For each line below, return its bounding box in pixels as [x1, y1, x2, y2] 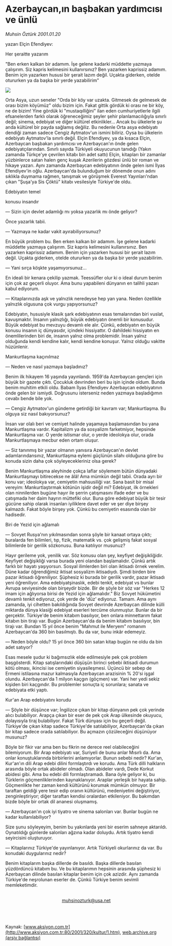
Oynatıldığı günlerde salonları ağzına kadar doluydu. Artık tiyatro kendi [5, 829, 154, 835]
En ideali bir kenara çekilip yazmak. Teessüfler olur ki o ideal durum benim [5, 274, 162, 280]
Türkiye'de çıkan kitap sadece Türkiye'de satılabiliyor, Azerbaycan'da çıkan [5, 723, 164, 729]
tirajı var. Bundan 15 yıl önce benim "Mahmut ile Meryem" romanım [5, 623, 146, 629]
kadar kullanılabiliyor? [5, 813, 51, 820]
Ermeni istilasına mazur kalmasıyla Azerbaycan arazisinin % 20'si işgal [5, 670, 155, 676]
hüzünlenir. [5, 344, 29, 350]
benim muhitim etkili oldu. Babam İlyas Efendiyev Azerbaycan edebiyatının [5, 384, 163, 390]
